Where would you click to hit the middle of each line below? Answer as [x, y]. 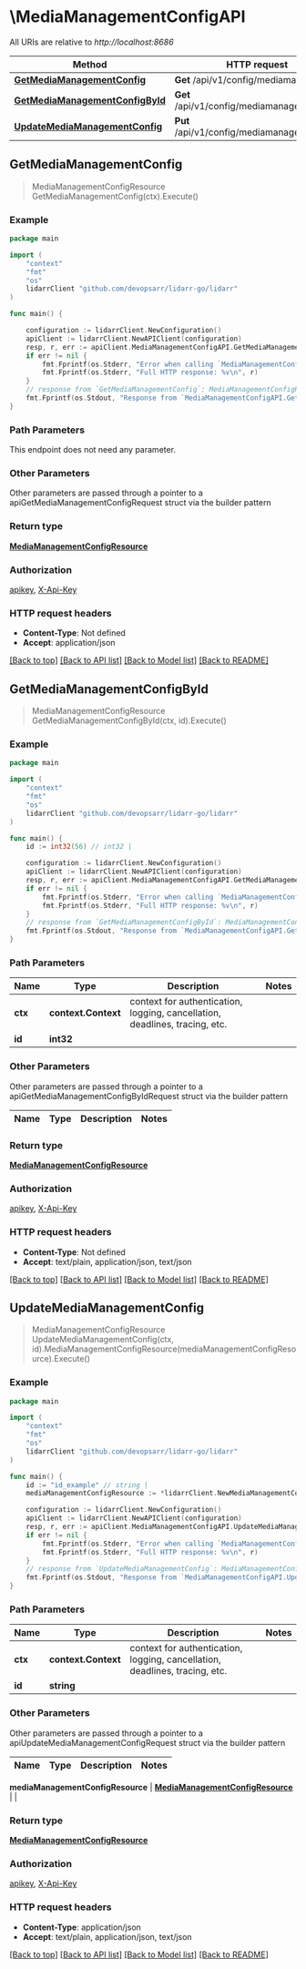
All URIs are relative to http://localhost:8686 [92, 42]
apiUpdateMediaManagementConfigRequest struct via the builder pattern [148, 1742]
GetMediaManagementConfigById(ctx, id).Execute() [129, 720]
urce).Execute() [61, 1359]
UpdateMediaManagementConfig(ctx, [103, 1340]
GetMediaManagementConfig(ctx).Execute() [115, 196]
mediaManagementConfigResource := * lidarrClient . [122, 1494]
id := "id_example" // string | [87, 1485]
